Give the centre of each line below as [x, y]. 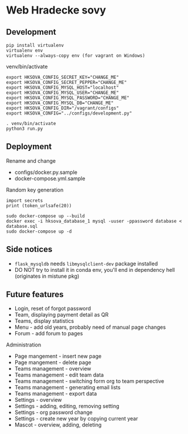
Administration [24, 345]
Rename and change [31, 161]
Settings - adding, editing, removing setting [67, 406]
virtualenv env [25, 51]
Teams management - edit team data [59, 375]
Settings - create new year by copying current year [76, 419]
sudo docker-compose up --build [45, 216]
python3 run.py [25, 129]
